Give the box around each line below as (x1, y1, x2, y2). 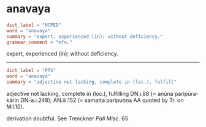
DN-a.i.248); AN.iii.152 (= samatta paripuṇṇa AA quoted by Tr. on (20, 96, 184, 104)
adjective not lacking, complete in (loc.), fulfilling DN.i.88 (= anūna (6, 90, 174, 98)
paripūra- (174, 90, 199, 98)
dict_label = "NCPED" (6, 22, 62, 28)
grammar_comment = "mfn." (6, 39, 72, 45)
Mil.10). (6, 103, 25, 111)
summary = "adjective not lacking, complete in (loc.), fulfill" (6, 79, 177, 85)
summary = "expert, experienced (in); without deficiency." (6, 33, 164, 40)
